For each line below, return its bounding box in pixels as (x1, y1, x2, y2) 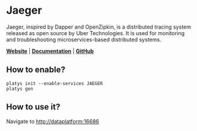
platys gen (6, 86, 34, 92)
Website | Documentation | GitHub (6, 47, 94, 54)
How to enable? (6, 65, 66, 75)
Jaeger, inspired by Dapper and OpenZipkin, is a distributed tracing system (6, 23, 192, 30)
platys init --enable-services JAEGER (6, 80, 103, 86)
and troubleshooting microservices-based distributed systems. (6, 36, 162, 43)
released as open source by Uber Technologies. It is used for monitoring (6, 29, 185, 36)
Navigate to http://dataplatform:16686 (6, 117, 99, 125)
